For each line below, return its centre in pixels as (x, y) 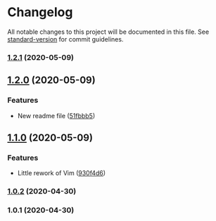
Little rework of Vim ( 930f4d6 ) (62, 173)
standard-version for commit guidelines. (65, 39)
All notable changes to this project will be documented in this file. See (108, 32)
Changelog (40, 12)
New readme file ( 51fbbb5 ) (56, 115)
